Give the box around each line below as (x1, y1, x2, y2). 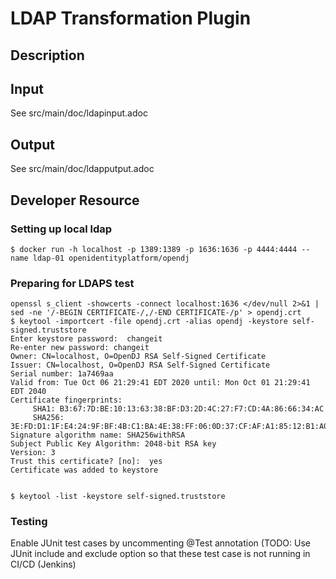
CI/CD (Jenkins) (10, 558, 77, 571)
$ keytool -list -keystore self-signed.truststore (10, 492, 226, 502)
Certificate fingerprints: (10, 395, 123, 406)
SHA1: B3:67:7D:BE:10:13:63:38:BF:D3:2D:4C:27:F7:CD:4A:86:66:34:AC (32, 404, 325, 414)
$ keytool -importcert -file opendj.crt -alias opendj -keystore (10, 317, 288, 327)
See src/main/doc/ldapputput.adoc (10, 163, 155, 175)
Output (10, 136, 55, 153)
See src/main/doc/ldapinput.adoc (10, 107, 148, 119)
